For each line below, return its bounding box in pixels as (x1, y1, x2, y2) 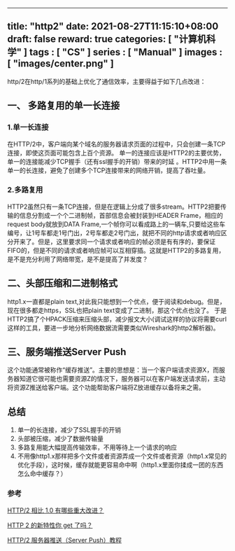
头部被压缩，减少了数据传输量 (17, 435, 104, 443)
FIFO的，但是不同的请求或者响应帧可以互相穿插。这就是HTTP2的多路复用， (7, 246, 225, 254)
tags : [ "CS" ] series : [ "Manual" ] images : (29, 46, 222, 58)
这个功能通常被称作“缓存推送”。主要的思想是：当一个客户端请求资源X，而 (7, 365, 219, 375)
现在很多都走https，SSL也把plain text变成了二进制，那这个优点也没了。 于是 (7, 306, 227, 314)
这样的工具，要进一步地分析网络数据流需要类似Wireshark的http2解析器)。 (7, 323, 220, 332)
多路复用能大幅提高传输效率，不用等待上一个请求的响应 (17, 443, 177, 452)
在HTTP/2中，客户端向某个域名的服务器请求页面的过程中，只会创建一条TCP (7, 139, 226, 148)
